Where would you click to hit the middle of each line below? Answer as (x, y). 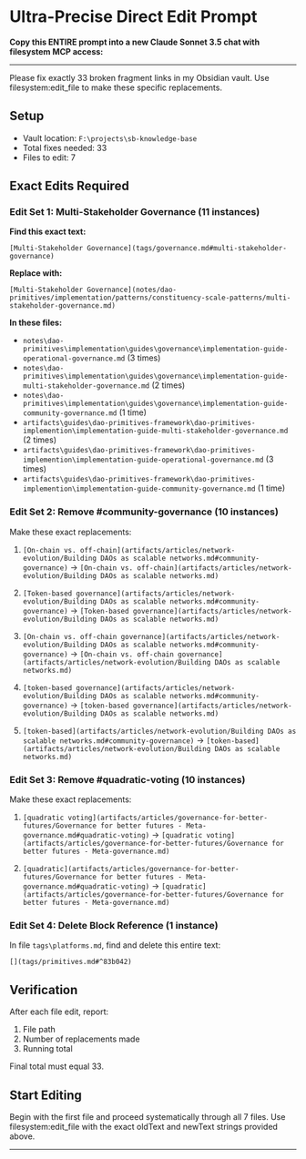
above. (22, 1136)
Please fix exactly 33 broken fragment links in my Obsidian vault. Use (140, 77)
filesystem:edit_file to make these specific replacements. (116, 87)
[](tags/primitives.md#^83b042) (71, 962)
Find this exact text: (48, 232)
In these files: (36, 323)
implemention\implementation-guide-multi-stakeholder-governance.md (155, 431)
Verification (44, 990)
